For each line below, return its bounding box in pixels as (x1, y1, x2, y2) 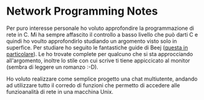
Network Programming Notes (6, 4, 158, 18)
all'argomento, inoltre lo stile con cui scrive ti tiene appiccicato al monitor (6, 57, 191, 64)
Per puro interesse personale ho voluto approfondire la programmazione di (6, 24, 194, 32)
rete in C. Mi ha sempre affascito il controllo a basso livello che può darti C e (6, 30, 199, 38)
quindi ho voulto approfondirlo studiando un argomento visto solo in (6, 37, 177, 45)
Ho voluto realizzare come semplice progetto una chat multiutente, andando (6, 75, 198, 82)
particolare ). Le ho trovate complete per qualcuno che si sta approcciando (6, 50, 194, 57)
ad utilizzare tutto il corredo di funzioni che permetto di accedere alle (6, 81, 180, 89)
